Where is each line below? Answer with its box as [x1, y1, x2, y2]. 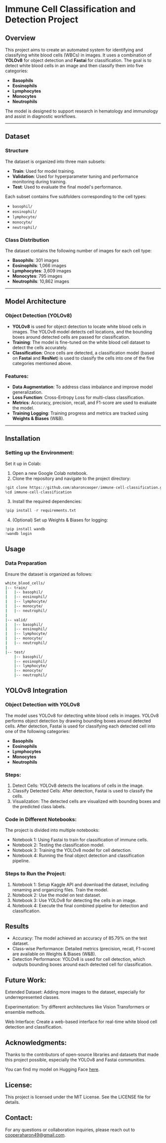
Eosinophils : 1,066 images [12, 262, 67, 268]
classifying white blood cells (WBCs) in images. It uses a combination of [5, 52, 152, 58]
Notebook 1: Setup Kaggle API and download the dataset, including [12, 882, 149, 887]
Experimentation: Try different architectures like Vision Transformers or [5, 1004, 150, 1010]
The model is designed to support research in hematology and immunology [5, 108, 158, 114]
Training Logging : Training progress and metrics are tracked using [12, 410, 148, 416]
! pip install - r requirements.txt [5, 508, 77, 513]
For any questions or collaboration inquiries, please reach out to [5, 1127, 135, 1133]
